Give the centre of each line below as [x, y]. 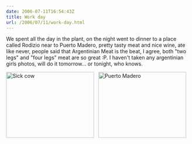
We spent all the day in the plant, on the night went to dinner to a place [91, 39]
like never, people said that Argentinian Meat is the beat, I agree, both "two [96, 52]
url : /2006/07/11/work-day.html [45, 22]
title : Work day [26, 17]
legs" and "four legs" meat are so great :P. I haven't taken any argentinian [95, 58]
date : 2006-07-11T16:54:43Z [40, 11]
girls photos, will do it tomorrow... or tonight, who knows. [75, 64]
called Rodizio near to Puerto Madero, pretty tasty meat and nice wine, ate [96, 45]
